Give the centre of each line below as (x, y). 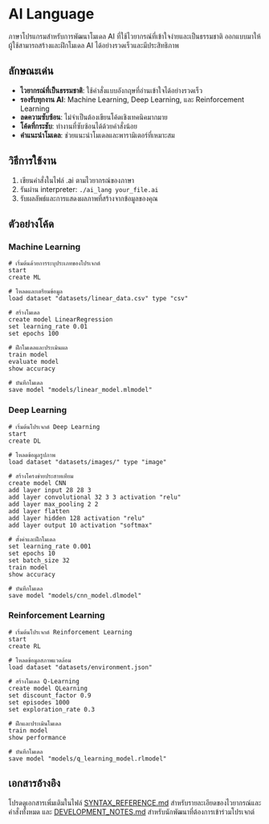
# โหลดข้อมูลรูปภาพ (32, 455)
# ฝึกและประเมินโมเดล (35, 724)
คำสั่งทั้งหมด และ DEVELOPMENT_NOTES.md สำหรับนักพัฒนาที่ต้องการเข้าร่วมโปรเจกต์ (132, 811)
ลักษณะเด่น (31, 71)
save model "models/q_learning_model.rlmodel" (88, 759)
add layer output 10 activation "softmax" (80, 525)
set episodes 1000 (39, 702)
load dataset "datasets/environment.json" (80, 667)
